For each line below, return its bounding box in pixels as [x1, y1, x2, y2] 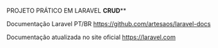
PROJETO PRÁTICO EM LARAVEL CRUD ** [6, 7, 127, 14]
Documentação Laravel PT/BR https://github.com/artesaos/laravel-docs [6, 20, 211, 27]
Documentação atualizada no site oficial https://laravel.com [6, 33, 176, 41]
